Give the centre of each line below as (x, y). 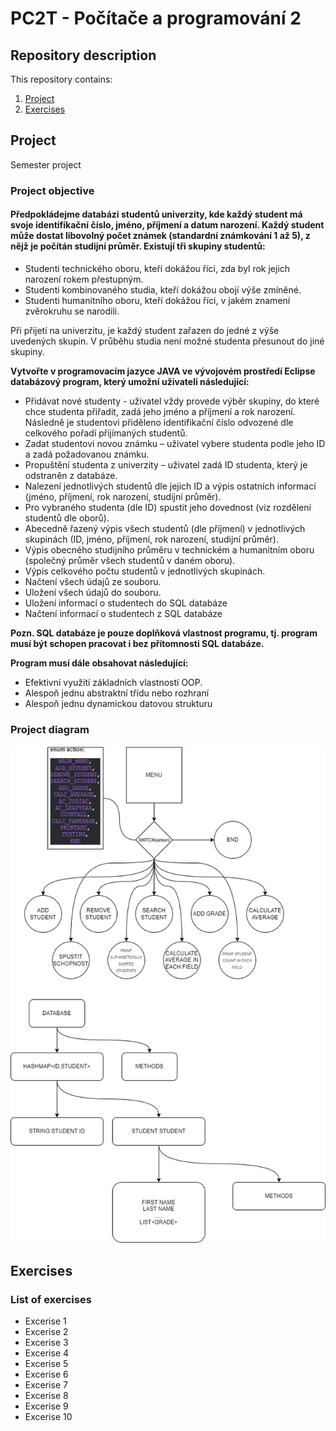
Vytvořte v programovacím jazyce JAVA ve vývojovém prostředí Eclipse (163, 371)
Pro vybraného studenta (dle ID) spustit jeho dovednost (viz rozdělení (168, 507)
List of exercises (51, 1299)
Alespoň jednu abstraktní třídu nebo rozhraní (117, 693)
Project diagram (50, 729)
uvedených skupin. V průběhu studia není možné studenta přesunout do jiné (167, 341)
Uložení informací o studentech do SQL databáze (126, 603)
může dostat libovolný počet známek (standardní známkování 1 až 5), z (160, 236)
